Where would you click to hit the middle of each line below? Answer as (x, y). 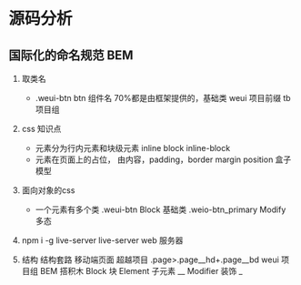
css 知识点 (41, 129)
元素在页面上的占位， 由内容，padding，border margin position (154, 159)
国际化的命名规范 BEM (71, 55)
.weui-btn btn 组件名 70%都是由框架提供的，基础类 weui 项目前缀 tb (163, 98)
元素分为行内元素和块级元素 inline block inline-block (133, 148)
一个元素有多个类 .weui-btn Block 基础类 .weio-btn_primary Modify (161, 209)
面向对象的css (48, 190)
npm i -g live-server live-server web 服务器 (102, 240)
